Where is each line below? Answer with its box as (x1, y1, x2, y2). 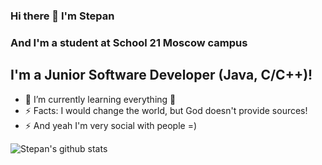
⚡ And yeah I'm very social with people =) (24, 119, 198, 131)
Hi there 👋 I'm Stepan (10, 9, 115, 23)
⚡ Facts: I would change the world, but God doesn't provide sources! (24, 104, 308, 116)
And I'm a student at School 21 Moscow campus (10, 35, 248, 49)
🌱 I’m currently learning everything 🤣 (24, 93, 177, 105)
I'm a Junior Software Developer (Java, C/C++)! (10, 67, 313, 84)
